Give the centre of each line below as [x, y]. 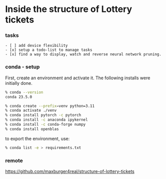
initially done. [19, 83]
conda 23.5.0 [19, 97]
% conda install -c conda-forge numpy [45, 125]
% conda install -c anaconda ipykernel [47, 120]
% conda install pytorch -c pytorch [43, 115]
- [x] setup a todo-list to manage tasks [49, 50]
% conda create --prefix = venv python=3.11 [50, 106]
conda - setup [22, 67]
